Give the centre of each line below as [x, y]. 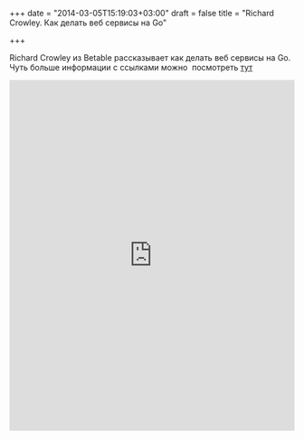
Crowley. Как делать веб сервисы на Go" [88, 23]
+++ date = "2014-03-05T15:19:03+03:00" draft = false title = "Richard [142, 13]
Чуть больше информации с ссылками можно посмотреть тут [131, 67]
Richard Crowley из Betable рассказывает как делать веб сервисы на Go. [150, 57]
